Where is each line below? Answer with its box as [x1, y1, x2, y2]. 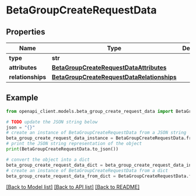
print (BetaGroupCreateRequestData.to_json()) [6, 146, 118, 152]
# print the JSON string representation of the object [6, 141, 142, 147]
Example [6, 93, 38, 103]
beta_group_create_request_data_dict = [6, 162, 103, 168]
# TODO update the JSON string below [6, 119, 98, 125]
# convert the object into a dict [6, 156, 90, 163]
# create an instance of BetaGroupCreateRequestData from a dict [6, 167, 168, 173]
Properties [6, 27, 45, 37]
